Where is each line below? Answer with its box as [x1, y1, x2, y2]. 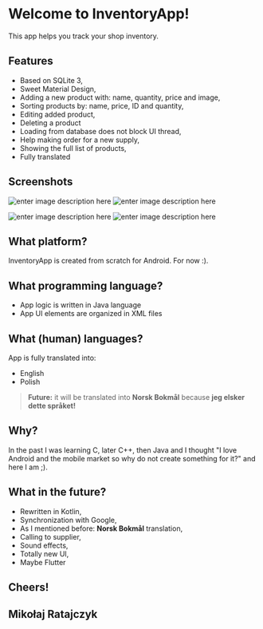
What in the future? [8, 485, 107, 499]
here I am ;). [8, 462, 48, 472]
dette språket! [27, 401, 76, 410]
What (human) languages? [8, 332, 143, 346]
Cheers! [8, 580, 49, 595]
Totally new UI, [19, 548, 69, 559]
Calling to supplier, [19, 532, 81, 541]
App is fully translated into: [8, 353, 96, 362]
